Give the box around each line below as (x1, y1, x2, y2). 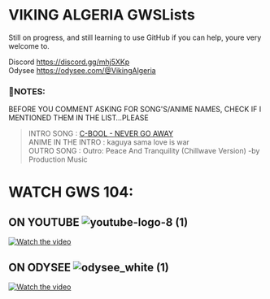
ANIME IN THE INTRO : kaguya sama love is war (28, 137, 189, 147)
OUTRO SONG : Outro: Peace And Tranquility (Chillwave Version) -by (28, 146, 260, 156)
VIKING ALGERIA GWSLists (8, 6, 195, 24)
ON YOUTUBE (8, 215, 80, 229)
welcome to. (8, 41, 50, 50)
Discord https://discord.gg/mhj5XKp (8, 57, 130, 67)
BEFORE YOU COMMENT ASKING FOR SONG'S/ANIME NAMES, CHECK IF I (8, 104, 262, 115)
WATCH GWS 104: (8, 183, 134, 201)
